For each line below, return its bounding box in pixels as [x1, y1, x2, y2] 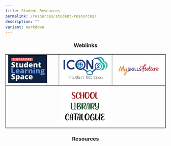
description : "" [5, 19, 40, 24]
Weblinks [73, 42, 98, 49]
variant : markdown [5, 25, 44, 30]
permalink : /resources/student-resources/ [5, 13, 97, 19]
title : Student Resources [5, 8, 60, 13]
